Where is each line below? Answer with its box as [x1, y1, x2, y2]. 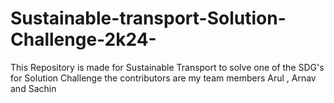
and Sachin [10, 82, 57, 94]
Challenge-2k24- [10, 28, 157, 51]
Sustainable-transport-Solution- [10, 7, 287, 30]
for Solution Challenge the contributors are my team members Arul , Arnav [10, 72, 317, 84]
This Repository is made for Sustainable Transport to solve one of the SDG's [10, 61, 325, 73]
